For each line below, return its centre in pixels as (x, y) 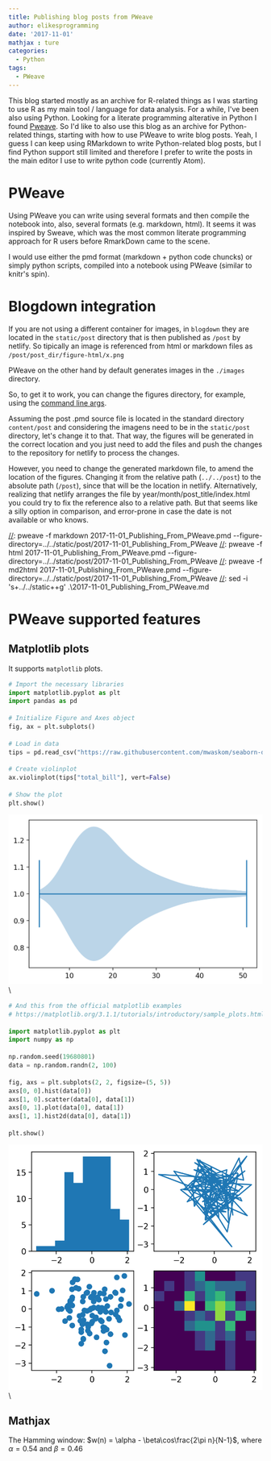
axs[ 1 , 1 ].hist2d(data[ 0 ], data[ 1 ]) (70, 1117)
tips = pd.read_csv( (43, 752)
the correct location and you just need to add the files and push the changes (135, 444)
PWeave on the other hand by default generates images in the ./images (127, 370)
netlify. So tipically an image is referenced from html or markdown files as (131, 346)
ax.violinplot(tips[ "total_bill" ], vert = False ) (90, 778)
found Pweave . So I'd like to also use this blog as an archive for (113, 126)
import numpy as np (41, 1040)
